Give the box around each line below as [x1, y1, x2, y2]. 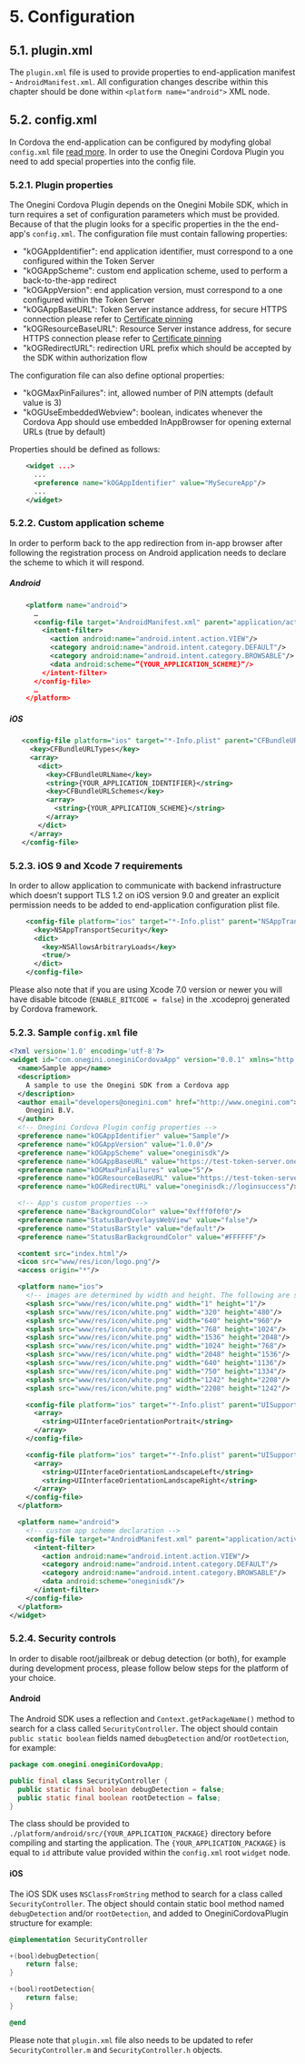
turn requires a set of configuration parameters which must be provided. [9, 209, 280, 220]
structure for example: [9, 1917, 93, 1928]
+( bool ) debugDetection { [9, 1951, 100, 1960]
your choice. [9, 1672, 56, 1683]
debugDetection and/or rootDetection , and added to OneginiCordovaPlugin [9, 1907, 289, 1918]
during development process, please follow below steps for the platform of [9, 1663, 289, 1674]
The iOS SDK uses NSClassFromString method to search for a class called [9, 1888, 283, 1899]
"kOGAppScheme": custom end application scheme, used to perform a [22, 266, 289, 277]
